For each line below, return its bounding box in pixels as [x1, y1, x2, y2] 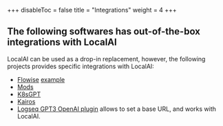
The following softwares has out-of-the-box [7, 25, 201, 37]
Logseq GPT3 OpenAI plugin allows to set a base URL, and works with [17, 105, 217, 113]
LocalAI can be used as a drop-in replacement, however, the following [7, 54, 206, 63]
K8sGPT [17, 90, 41, 98]
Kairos [17, 97, 36, 105]
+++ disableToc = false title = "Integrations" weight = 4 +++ [7, 6, 177, 14]
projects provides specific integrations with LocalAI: [7, 62, 155, 70]
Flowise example [17, 75, 65, 83]
